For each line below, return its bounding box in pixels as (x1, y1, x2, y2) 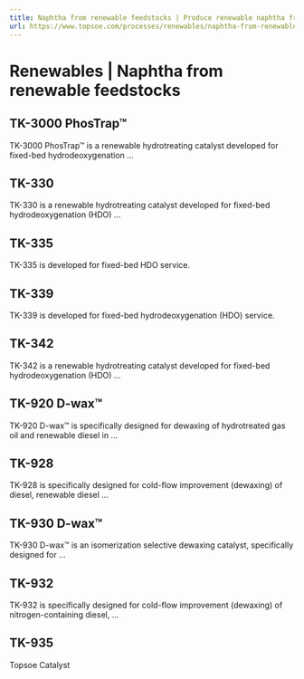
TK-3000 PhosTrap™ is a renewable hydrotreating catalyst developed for (9, 139, 279, 150)
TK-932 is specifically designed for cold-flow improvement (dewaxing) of (9, 599, 283, 610)
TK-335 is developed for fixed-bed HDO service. (9, 260, 191, 271)
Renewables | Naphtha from (9, 61, 223, 81)
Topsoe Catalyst (9, 659, 71, 670)
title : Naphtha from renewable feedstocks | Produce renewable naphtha (9, 13, 285, 23)
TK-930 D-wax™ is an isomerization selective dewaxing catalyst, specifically (9, 540, 294, 550)
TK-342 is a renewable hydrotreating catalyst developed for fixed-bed (9, 359, 271, 371)
